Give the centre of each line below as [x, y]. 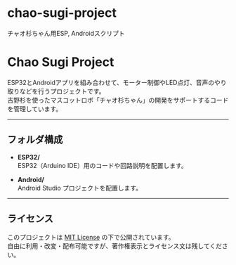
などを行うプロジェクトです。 [62, 91]
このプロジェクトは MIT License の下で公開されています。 [91, 237]
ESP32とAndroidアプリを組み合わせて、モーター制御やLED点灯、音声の [111, 82]
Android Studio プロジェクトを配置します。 [80, 188]
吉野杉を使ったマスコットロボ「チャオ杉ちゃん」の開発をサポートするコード [118, 100]
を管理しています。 [35, 109]
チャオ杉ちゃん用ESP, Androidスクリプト [66, 33]
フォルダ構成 [35, 140]
